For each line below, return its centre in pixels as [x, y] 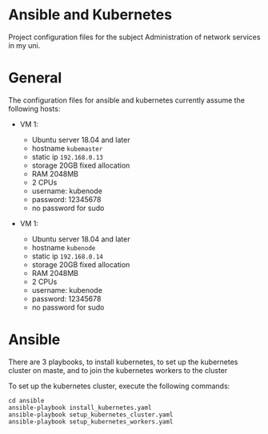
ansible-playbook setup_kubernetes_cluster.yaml [91, 415]
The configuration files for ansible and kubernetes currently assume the [127, 100]
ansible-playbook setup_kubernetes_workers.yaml [91, 422]
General [35, 78]
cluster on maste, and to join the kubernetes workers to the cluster [118, 370]
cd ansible [26, 400]
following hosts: [34, 108]
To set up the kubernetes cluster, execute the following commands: [119, 386]
